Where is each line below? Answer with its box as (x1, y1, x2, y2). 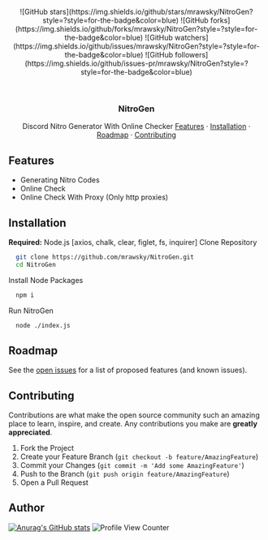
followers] (174, 50, 209, 59)
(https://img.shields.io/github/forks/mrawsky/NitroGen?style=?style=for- (15, 24, 258, 33)
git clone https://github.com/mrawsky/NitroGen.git (15, 253, 195, 261)
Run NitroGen (8, 306, 54, 315)
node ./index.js (15, 321, 71, 329)
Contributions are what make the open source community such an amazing (8, 410, 260, 420)
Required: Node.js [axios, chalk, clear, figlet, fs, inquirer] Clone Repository (8, 237, 257, 246)
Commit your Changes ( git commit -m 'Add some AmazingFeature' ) (19, 461, 245, 470)
